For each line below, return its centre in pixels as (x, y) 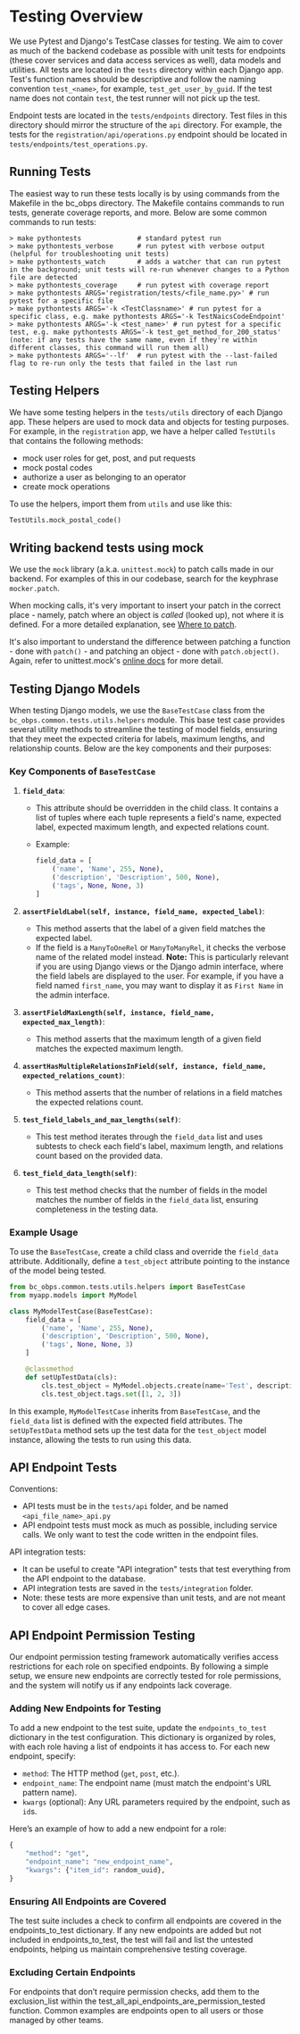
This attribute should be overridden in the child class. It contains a (157, 808)
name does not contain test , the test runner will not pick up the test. (135, 98)
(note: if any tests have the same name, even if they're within (133, 340)
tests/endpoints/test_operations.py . (79, 144)
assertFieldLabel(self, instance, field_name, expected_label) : (143, 911)
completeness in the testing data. (97, 1209)
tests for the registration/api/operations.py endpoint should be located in (148, 134)
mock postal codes (57, 467)
